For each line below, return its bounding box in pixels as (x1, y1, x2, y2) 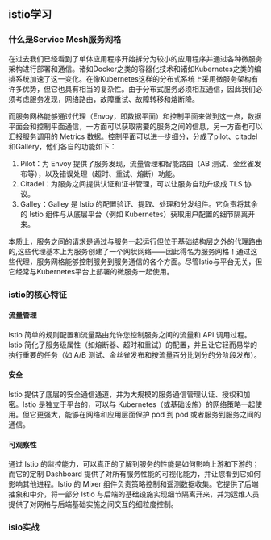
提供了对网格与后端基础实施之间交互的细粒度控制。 (8, 500, 178, 509)
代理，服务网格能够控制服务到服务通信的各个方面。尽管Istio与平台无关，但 (15, 257, 263, 266)
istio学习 (8, 7, 52, 22)
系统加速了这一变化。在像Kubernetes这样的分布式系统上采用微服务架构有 (15, 73, 259, 83)
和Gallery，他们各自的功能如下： (8, 141, 117, 151)
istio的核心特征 (8, 289, 67, 300)
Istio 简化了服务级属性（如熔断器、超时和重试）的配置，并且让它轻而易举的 (8, 340, 258, 350)
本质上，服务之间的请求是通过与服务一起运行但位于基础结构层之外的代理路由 (8, 237, 263, 246)
